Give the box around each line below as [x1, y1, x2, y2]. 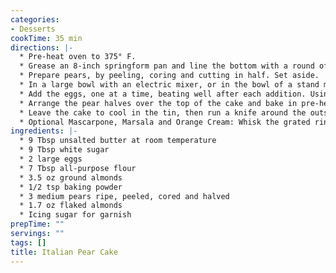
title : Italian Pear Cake [10, 247, 118, 257]
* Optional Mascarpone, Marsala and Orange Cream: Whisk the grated [19, 117, 311, 127]
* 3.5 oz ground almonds [19, 172, 123, 183]
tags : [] [10, 237, 47, 248]
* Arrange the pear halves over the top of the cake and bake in [19, 98, 298, 108]
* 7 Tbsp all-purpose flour [19, 163, 137, 173]
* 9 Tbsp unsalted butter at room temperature [19, 136, 217, 146]
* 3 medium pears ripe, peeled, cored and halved [19, 191, 230, 201]
